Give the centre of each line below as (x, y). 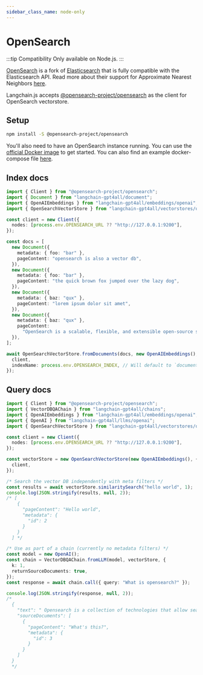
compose (18, 159)
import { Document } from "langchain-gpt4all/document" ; (79, 197)
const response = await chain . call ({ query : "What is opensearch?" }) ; (98, 582)
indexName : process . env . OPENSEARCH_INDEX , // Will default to (92, 365)
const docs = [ (25, 242)
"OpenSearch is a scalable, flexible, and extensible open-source (108, 332)
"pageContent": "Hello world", (62, 510)
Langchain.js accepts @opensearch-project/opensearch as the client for (97, 95)
